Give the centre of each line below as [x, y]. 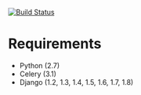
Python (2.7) [40, 65]
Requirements [55, 44]
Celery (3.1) [38, 74]
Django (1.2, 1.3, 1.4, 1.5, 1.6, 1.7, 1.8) [76, 82]
